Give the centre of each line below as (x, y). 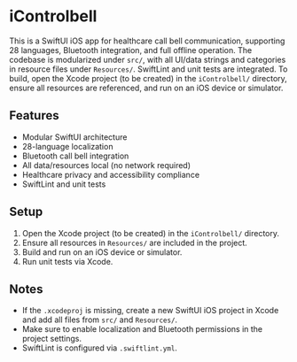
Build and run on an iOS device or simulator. (102, 252)
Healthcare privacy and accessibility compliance (111, 174)
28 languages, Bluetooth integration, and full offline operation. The (131, 50)
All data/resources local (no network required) (106, 165)
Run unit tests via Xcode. (67, 261)
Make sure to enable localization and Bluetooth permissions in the (142, 329)
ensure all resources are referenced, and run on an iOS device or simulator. (146, 88)
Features (34, 116)
